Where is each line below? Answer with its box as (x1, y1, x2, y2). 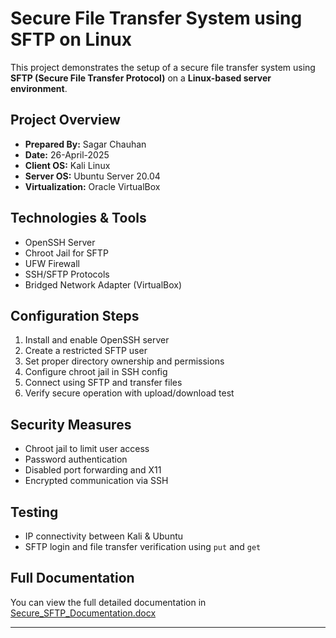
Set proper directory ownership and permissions (24, 355, 225, 367)
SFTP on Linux (10, 28, 132, 51)
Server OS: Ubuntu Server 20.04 (24, 170, 161, 182)
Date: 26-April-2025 (24, 148, 110, 161)
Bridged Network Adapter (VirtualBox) (24, 278, 183, 291)
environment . (10, 82, 68, 94)
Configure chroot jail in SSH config (24, 366, 168, 378)
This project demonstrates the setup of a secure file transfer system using (10, 61, 316, 73)
